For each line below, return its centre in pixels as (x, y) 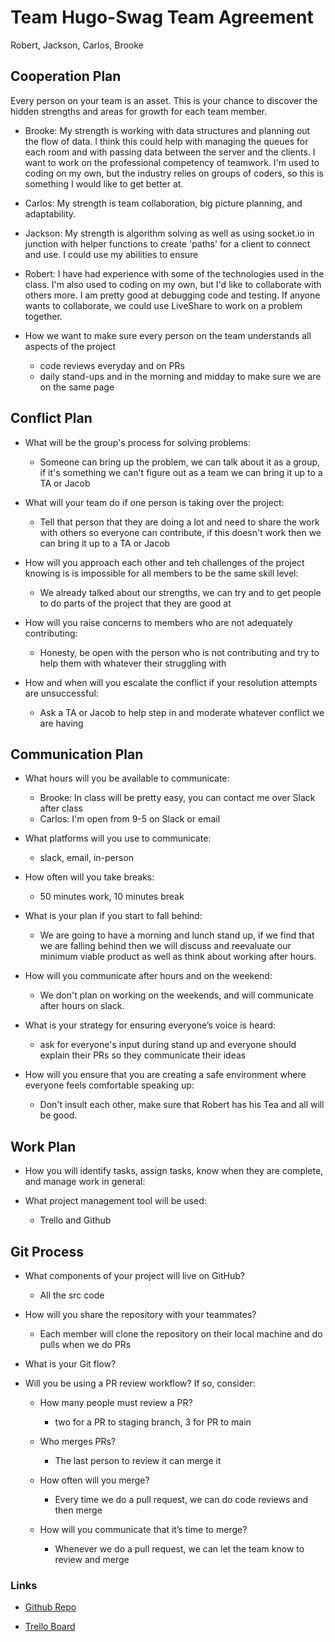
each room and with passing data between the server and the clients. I (170, 152)
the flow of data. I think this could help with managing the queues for (166, 141)
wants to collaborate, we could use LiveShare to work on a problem (163, 305)
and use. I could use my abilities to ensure (111, 254)
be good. (58, 1115)
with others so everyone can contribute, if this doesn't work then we (180, 532)
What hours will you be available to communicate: (127, 778)
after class (61, 808)
